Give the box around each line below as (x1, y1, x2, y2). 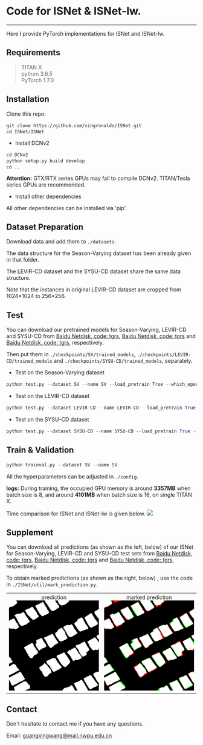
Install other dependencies (14, 193, 82, 200)
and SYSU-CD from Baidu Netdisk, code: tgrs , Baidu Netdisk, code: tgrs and (6, 333, 196, 340)
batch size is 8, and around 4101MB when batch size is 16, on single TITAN (6, 491, 192, 498)
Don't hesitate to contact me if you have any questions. (6, 720, 144, 727)
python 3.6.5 (21, 70, 53, 77)
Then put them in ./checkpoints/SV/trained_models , (6, 351, 136, 358)
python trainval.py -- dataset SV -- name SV (6, 462, 118, 468)
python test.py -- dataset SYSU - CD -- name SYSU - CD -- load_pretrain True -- (6, 428, 199, 434)
